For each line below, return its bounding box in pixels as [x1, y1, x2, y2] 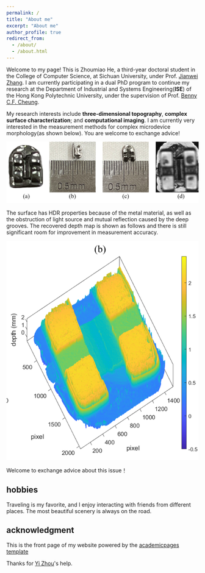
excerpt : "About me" [6, 23, 59, 29]
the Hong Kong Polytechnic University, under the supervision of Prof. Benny [6, 91, 197, 99]
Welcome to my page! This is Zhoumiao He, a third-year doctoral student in [6, 66, 195, 73]
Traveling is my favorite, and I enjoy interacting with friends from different [6, 500, 191, 508]
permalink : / [6, 10, 40, 16]
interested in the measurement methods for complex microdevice [6, 123, 171, 130]
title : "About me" [6, 16, 53, 23]
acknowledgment [6, 525, 74, 536]
